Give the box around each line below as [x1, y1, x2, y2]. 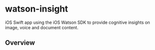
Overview [5, 39, 35, 47]
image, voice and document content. [5, 24, 79, 30]
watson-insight [5, 3, 69, 15]
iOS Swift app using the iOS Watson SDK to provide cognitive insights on [5, 19, 151, 25]
